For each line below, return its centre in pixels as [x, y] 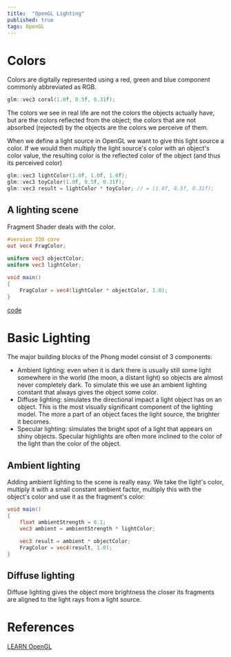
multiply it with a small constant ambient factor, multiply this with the [104, 489]
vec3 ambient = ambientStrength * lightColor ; [88, 529]
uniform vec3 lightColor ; [44, 265]
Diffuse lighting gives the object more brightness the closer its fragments [111, 592]
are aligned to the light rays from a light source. [74, 600]
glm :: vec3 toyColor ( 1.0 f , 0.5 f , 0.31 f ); [66, 182]
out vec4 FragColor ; [37, 246]
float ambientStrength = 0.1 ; [63, 522]
